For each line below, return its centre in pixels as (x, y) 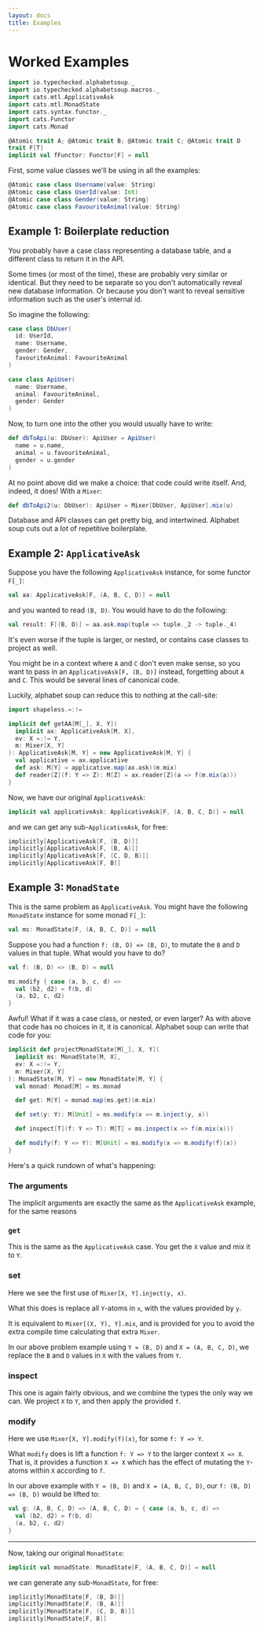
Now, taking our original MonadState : (66, 1553)
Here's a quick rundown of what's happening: (82, 1165)
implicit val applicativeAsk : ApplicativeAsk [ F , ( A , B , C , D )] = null (126, 811)
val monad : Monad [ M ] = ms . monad (68, 1086)
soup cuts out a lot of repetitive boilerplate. (78, 529)
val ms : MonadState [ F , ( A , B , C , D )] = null (82, 930)
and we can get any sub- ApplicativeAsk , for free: (88, 826)
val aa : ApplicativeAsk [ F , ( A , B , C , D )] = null (89, 595)
